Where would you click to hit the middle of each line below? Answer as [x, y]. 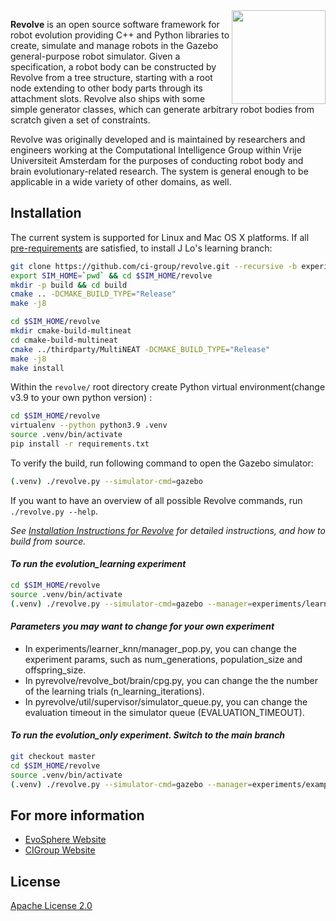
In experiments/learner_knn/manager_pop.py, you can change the [160, 648]
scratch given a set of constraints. [80, 120]
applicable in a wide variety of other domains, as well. [121, 182]
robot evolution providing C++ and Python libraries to [120, 35]
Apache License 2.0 [51, 906]
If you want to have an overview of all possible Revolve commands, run [156, 500]
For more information [77, 815]
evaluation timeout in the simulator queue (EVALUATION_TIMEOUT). [164, 712]
